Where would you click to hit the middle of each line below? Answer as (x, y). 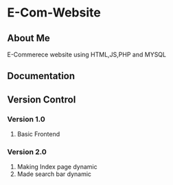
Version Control (42, 99)
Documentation (41, 76)
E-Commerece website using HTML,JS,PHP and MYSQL (87, 54)
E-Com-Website (54, 13)
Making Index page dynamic (57, 167)
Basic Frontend (38, 134)
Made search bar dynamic (54, 174)
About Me (28, 38)
